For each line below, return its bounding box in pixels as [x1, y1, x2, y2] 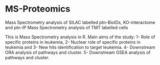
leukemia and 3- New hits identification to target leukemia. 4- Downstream [5, 44, 156, 50]
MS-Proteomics [5, 3, 70, 15]
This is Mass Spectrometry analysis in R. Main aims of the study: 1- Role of [5, 34, 156, 40]
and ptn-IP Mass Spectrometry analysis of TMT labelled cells [5, 24, 128, 30]
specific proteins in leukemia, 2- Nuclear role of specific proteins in [5, 39, 141, 45]
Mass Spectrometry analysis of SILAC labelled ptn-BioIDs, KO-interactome [5, 19, 156, 25]
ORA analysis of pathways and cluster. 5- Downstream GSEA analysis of [5, 49, 151, 55]
